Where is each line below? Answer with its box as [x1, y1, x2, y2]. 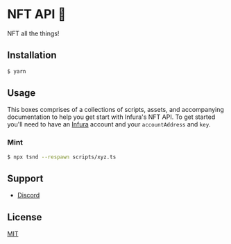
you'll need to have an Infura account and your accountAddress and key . [7, 120, 212, 129]
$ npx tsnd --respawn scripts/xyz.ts [7, 153, 117, 161]
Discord [17, 191, 40, 200]
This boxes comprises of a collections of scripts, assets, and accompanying [7, 106, 224, 114]
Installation [7, 49, 57, 61]
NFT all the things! [7, 29, 60, 38]
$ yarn [7, 67, 26, 75]
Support [7, 173, 44, 184]
